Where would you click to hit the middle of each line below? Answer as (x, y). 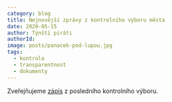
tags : (15, 52)
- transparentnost (40, 65)
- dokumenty (31, 71)
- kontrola (29, 59)
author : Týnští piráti (40, 33)
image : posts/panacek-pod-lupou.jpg (60, 45)
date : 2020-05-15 (32, 26)
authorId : (21, 39)
